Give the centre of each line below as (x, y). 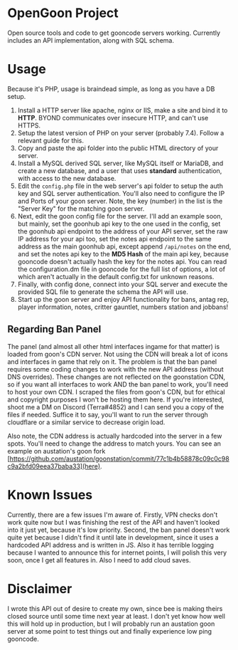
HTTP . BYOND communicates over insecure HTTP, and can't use (113, 117)
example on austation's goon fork (56, 451)
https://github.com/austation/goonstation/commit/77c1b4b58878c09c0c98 (119, 458)
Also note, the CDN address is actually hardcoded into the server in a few (115, 436)
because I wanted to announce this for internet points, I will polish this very (117, 552)
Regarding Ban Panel (54, 329)
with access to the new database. (67, 178)
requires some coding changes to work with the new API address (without (115, 369)
